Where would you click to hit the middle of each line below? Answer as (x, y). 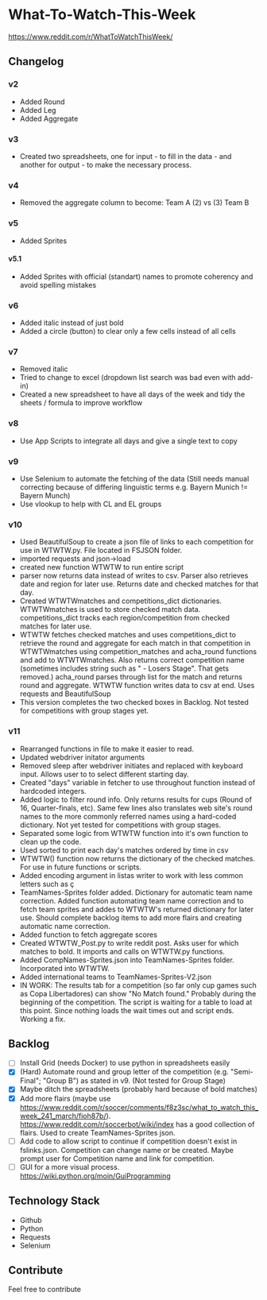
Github (31, 1220)
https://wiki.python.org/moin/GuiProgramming (95, 1176)
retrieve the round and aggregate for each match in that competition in (135, 643)
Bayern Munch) (45, 495)
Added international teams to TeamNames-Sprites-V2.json (116, 977)
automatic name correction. (65, 926)
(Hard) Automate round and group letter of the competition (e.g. (124, 1072)
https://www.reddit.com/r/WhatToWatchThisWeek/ (91, 37)
